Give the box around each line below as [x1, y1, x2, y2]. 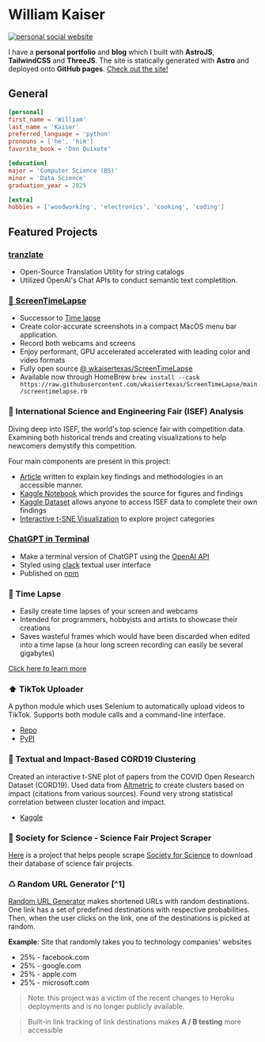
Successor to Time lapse [19, 313, 101, 323]
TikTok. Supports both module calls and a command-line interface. [8, 710, 225, 720]
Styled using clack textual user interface [19, 559, 152, 569]
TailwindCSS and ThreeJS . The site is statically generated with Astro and [8, 56, 249, 65]
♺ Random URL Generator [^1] [8, 879, 125, 890]
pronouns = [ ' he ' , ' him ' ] [8, 137, 93, 146]
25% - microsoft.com [19, 978, 89, 987]
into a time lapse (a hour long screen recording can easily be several [19, 640, 244, 650]
